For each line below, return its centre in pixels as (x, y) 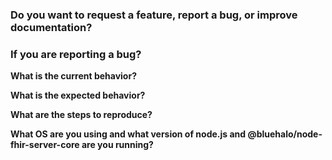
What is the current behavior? (73, 76)
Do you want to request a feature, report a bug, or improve (154, 15)
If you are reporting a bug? (76, 54)
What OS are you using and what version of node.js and (128, 134)
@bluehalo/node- (285, 134)
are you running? (117, 145)
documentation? (51, 27)
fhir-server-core (45, 145)
